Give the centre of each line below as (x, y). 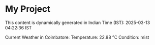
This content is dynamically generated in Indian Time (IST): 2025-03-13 (77, 22)
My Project (28, 9)
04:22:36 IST (18, 27)
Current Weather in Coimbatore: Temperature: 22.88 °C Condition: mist (77, 37)
